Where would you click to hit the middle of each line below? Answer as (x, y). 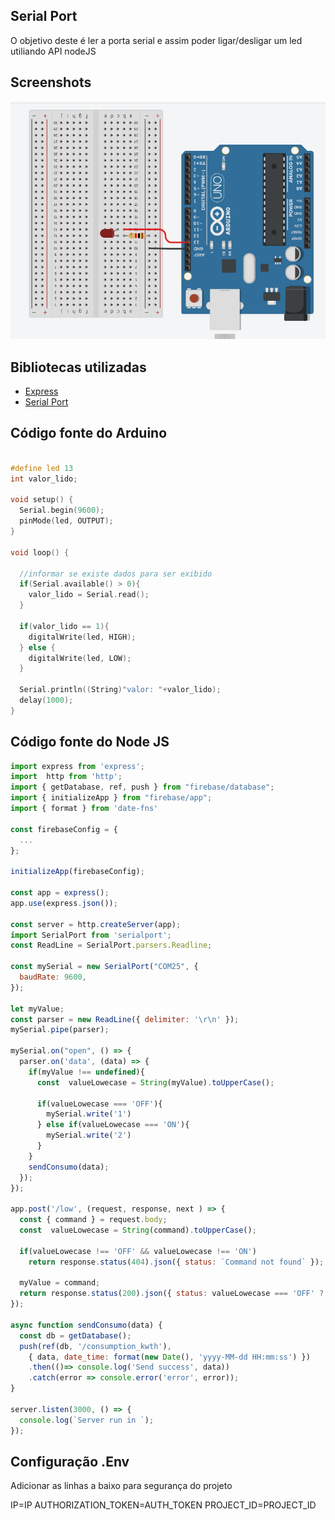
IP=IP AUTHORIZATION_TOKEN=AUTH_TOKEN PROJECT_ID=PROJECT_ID (163, 1505)
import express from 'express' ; (77, 766)
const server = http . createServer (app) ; (96, 924)
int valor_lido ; (44, 479)
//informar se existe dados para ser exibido (116, 574)
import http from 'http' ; (66, 777)
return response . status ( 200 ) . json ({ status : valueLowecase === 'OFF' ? (172, 1294)
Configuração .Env (70, 1461)
